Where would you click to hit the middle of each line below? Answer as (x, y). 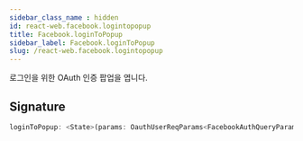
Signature (37, 106)
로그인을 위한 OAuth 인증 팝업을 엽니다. (79, 78)
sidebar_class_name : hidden (64, 18)
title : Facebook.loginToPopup (66, 34)
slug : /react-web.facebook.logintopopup (87, 51)
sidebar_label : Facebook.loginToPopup (82, 43)
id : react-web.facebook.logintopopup (80, 26)
